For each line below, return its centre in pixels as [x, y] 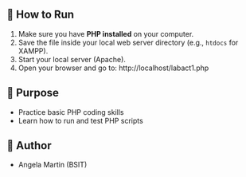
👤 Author [29, 146]
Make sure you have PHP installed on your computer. [106, 33]
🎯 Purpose [33, 93]
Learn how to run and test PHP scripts [80, 120]
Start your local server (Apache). [72, 59]
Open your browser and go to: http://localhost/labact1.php [113, 68]
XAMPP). [33, 51]
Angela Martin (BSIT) [53, 165]
